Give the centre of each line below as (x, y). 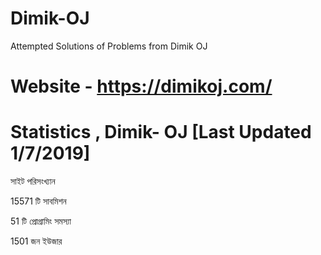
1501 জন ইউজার (36, 241)
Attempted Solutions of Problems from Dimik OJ (109, 46)
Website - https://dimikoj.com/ (141, 86)
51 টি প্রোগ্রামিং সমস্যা (41, 221)
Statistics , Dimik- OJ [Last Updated (161, 132)
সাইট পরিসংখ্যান (33, 181)
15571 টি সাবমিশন (38, 201)
